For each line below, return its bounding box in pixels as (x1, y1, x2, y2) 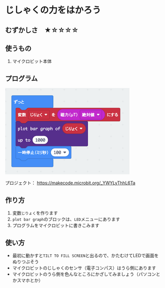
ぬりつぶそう (12, 259, 39, 265)
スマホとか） (16, 277, 43, 283)
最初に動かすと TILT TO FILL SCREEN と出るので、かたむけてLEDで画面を (12, 252, 159, 258)
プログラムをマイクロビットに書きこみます (12, 222, 100, 228)
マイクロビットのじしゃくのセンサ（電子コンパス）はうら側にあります (12, 265, 157, 271)
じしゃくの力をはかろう (5, 4, 101, 16)
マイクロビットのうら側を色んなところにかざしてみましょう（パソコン (12, 271, 157, 277)
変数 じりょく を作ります (12, 210, 58, 216)
